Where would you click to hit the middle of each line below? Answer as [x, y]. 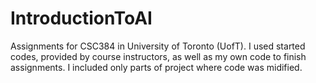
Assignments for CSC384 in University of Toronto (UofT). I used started [158, 46]
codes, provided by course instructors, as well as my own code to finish [158, 56]
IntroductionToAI [81, 18]
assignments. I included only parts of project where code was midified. [156, 67]
